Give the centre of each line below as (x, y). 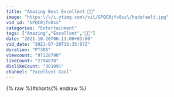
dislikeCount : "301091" (35, 66)
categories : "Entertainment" (42, 28)
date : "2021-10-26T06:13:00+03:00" (50, 39)
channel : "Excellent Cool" (39, 72)
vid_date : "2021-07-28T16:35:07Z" (48, 45)
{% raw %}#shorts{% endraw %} (46, 88)
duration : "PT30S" (28, 50)
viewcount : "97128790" (34, 55)
